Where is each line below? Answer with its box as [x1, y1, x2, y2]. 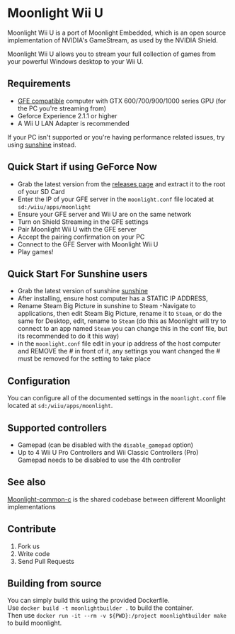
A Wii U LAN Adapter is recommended [17, 119, 130, 128]
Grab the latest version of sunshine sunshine [17, 287, 149, 295]
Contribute [7, 523, 57, 536]
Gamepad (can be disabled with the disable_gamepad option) [17, 441, 193, 449]
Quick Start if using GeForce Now [7, 161, 158, 173]
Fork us [17, 542, 40, 550]
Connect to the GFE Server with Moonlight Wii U [17, 239, 159, 249]
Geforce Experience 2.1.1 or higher [17, 111, 117, 120]
